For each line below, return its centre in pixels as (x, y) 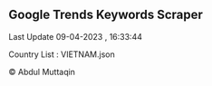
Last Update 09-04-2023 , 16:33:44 (75, 36)
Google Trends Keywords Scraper (106, 15)
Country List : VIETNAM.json (62, 54)
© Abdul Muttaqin (42, 72)
